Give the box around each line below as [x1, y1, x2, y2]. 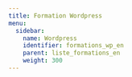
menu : [8, 19, 27, 27]
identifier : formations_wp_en [23, 42, 125, 50]
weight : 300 [23, 57, 63, 65]
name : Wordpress [23, 34, 78, 43]
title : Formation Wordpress [8, 11, 103, 20]
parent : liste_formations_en [23, 49, 121, 57]
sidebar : [15, 26, 45, 34]
